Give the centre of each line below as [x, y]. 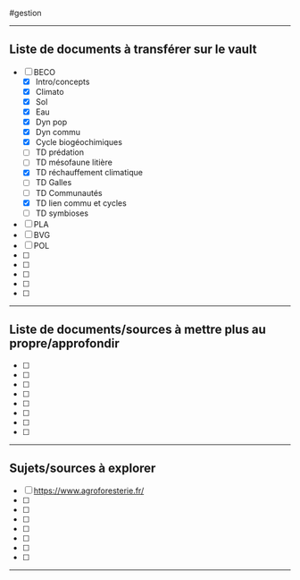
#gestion [25, 13]
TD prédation [60, 152]
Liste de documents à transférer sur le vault [133, 50]
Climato [50, 91]
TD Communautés [69, 192]
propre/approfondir [65, 344]
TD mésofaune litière [74, 162]
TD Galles [54, 183]
